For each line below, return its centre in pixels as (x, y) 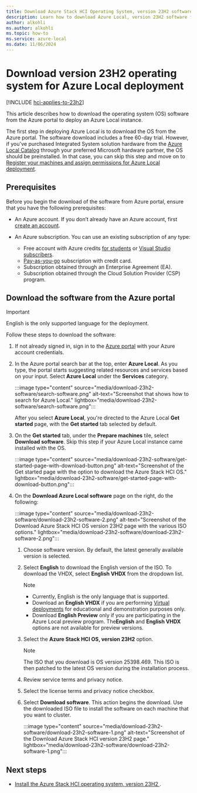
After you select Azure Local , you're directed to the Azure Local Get (97, 418)
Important (18, 312)
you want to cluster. (47, 715)
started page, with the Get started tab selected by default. (86, 424)
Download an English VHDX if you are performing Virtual (101, 603)
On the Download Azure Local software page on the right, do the (94, 496)
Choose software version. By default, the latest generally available (103, 550)
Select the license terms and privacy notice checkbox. (89, 691)
